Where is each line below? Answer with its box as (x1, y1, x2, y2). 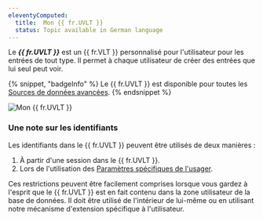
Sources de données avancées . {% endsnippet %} (8, 88, 172, 97)
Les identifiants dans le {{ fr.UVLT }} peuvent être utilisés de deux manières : (8, 140, 256, 150)
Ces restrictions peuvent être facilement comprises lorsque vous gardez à (8, 179, 248, 188)
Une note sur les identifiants (8, 122, 119, 133)
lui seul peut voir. (8, 64, 64, 74)
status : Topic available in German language (15, 26, 163, 34)
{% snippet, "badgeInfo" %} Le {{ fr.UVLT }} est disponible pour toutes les (8, 79, 248, 89)
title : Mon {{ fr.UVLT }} (15, 19, 104, 27)
